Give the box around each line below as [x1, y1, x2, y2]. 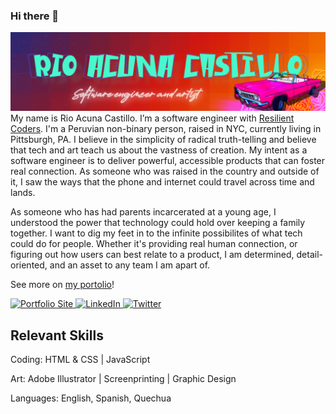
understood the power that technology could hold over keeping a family [10, 217, 306, 229]
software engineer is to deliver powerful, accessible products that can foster [10, 155, 326, 167]
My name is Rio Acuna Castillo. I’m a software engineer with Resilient [10, 112, 295, 124]
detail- [296, 249, 323, 261]
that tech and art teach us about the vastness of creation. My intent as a [10, 144, 308, 156]
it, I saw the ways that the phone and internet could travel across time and [10, 176, 315, 188]
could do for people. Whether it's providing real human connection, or [10, 238, 298, 250]
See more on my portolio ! [10, 279, 115, 291]
